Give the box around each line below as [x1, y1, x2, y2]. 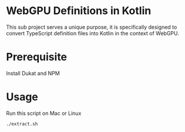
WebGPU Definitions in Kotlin [6, 4, 152, 18]
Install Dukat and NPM [6, 69, 60, 77]
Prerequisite [6, 50, 68, 64]
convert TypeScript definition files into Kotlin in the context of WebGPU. [6, 29, 179, 36]
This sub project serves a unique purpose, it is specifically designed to [6, 23, 177, 31]
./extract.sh [6, 121, 38, 127]
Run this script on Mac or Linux [6, 110, 82, 117]
